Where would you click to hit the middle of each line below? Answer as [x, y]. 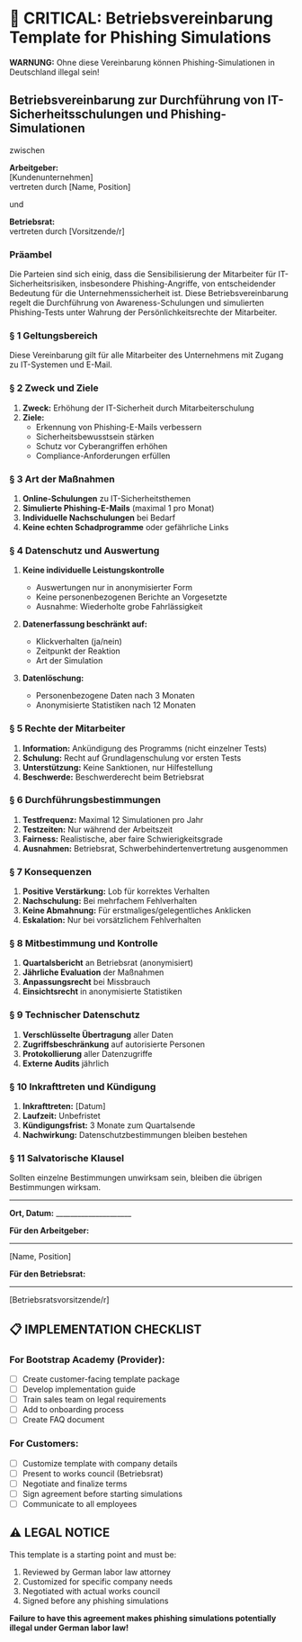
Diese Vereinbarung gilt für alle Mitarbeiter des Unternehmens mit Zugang [147, 356]
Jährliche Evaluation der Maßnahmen [93, 972]
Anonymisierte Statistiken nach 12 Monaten [115, 705]
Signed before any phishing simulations [95, 1601]
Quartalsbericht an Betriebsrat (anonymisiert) [108, 963]
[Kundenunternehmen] [51, 177]
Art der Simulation [69, 661]
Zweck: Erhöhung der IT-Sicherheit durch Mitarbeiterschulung [138, 408]
